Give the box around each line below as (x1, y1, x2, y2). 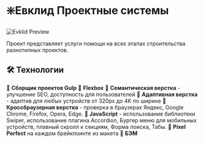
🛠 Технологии (6, 65, 64, 75)
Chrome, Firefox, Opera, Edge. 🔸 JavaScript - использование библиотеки (6, 110, 196, 117)
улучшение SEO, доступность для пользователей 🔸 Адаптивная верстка (6, 90, 198, 98)
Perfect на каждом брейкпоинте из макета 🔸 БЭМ (6, 130, 138, 137)
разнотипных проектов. (6, 46, 69, 54)
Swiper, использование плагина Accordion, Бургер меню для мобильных (6, 116, 197, 124)
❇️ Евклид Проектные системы (6, 4, 169, 18)
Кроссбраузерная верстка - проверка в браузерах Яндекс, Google (6, 103, 184, 111)
